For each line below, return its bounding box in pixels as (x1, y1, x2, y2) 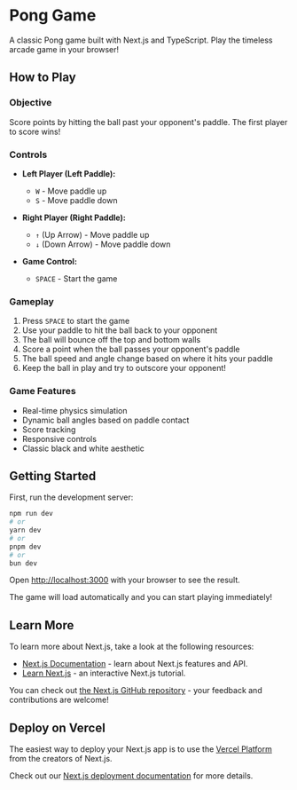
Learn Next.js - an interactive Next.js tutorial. (21, 668, 186, 679)
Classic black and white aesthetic (21, 443, 145, 454)
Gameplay (9, 295, 55, 307)
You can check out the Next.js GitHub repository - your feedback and (9, 685, 263, 696)
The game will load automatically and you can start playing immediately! (9, 592, 273, 603)
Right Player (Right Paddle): (21, 212, 126, 223)
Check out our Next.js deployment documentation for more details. (9, 770, 254, 781)
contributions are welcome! (9, 694, 109, 706)
